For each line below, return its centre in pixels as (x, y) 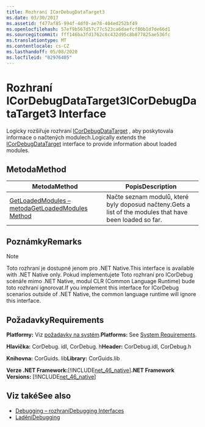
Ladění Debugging (38, 417)
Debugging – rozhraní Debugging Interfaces (70, 410)
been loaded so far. (134, 220)
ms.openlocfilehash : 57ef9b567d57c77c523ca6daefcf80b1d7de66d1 (88, 29)
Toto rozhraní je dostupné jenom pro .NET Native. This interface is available (100, 268)
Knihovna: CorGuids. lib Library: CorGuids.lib (63, 358)
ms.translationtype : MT (37, 40)
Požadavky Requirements (55, 320)
